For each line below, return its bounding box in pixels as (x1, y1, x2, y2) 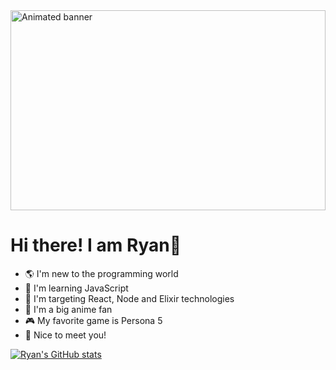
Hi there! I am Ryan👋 (10, 234, 182, 257)
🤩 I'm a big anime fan (24, 303, 113, 315)
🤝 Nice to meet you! (24, 329, 107, 341)
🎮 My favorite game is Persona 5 (24, 314, 163, 326)
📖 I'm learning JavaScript (24, 282, 129, 294)
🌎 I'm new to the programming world (24, 267, 179, 279)
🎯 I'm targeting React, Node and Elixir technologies (24, 292, 235, 304)
